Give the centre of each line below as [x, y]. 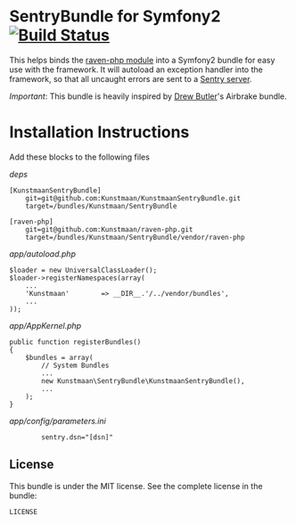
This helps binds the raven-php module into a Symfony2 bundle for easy [142, 60]
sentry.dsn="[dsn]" [78, 437]
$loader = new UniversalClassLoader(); [83, 270]
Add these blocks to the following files [79, 157]
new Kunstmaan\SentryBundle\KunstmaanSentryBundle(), [143, 381]
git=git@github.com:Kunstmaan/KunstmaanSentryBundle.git [133, 198]
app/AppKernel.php [45, 325]
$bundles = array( [59, 357]
